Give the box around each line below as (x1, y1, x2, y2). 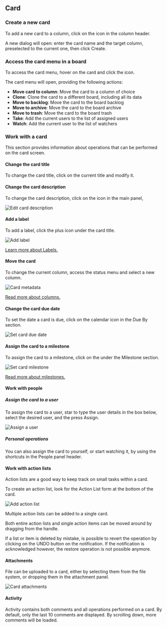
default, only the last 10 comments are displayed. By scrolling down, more (5, 611, 157, 617)
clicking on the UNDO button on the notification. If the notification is (5, 541, 145, 547)
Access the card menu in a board (5, 58, 86, 65)
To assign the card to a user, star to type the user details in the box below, (5, 409, 157, 415)
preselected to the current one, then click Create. (5, 45, 106, 52)
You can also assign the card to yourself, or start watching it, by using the (5, 448, 156, 455)
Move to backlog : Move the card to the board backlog (12, 99, 124, 105)
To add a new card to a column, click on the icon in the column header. (5, 30, 151, 37)
